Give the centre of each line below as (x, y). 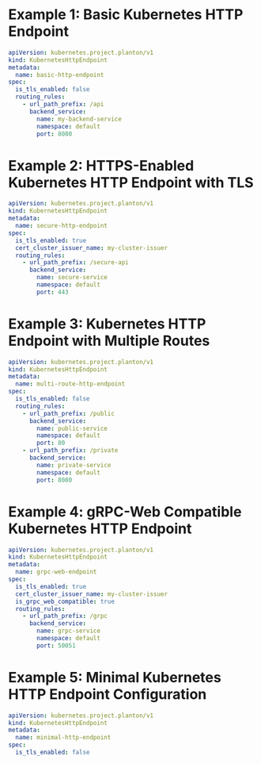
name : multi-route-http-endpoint (70, 384)
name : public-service (72, 428)
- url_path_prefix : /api (63, 105)
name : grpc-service (69, 631)
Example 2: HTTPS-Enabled (101, 165)
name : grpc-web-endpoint (56, 572)
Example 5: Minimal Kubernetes (115, 677)
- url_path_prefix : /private (70, 451)
